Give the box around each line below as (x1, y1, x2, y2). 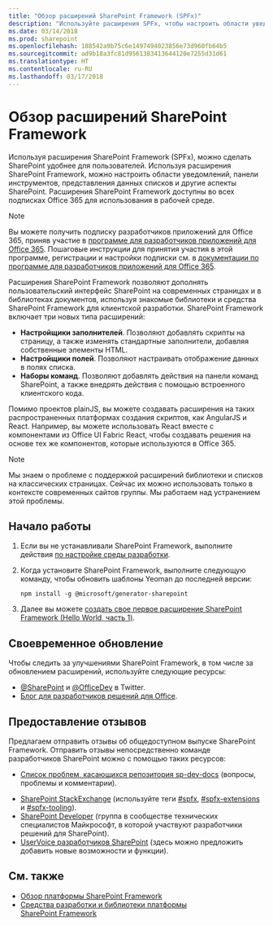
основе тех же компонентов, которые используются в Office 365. (8, 438, 236, 448)
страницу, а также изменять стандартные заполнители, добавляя (19, 336, 249, 346)
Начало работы (8, 519, 92, 533)
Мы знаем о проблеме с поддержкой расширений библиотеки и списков (8, 470, 263, 480)
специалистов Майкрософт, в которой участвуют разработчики (19, 820, 243, 829)
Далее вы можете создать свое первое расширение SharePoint (19, 604, 242, 614)
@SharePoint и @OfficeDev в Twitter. (19, 682, 146, 692)
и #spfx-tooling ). (19, 803, 77, 812)
